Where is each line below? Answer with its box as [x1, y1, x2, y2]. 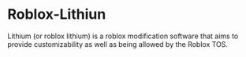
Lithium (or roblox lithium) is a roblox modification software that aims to [7, 31, 239, 41]
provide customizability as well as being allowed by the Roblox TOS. [7, 39, 229, 48]
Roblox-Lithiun [7, 5, 106, 23]
